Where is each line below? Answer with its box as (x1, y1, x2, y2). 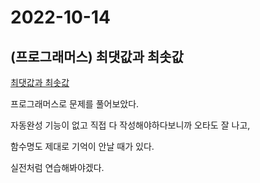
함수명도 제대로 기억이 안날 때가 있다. (10, 141, 155, 152)
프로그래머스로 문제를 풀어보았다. (10, 98, 140, 110)
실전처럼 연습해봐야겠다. (10, 162, 105, 173)
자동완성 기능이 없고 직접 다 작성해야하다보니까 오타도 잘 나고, (10, 119, 251, 131)
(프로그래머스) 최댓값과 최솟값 (10, 48, 184, 65)
